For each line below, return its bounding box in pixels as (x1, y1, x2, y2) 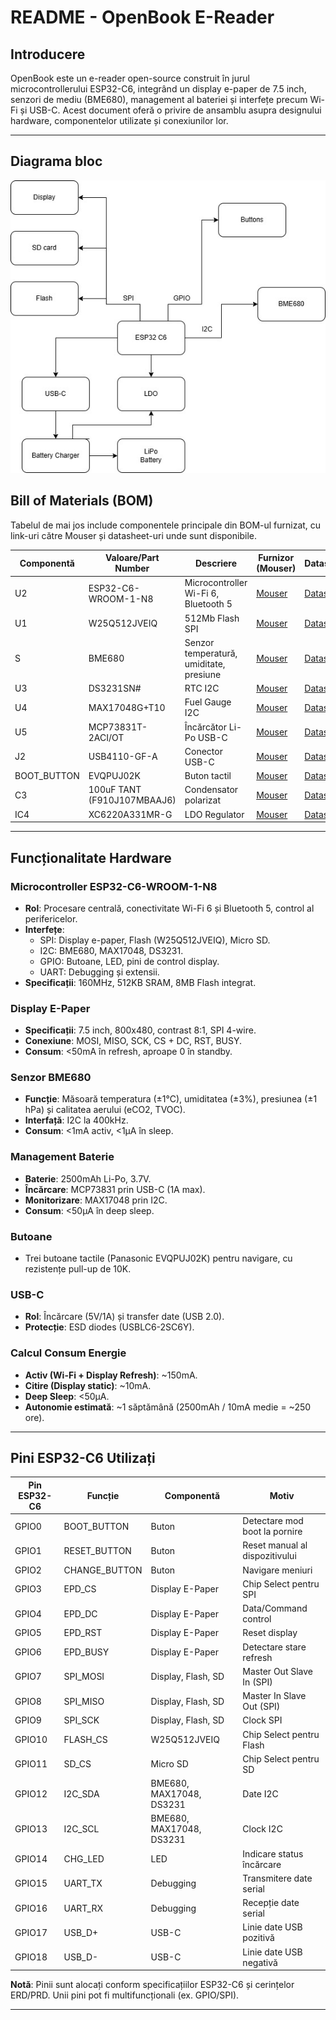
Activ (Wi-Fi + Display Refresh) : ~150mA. (24, 1369, 198, 1381)
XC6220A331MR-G (88, 808, 173, 820)
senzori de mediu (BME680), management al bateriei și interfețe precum (10, 94, 308, 105)
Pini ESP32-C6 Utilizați (10, 1450, 156, 1467)
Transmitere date (242, 1872, 313, 1884)
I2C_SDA (63, 1788, 100, 1800)
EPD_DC (63, 1607, 98, 1620)
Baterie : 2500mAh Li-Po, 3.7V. (24, 1172, 152, 1185)
